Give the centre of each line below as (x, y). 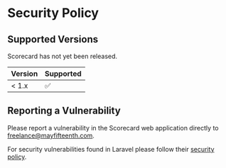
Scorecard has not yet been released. (63, 56)
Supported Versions (53, 39)
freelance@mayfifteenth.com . (51, 135)
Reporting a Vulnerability (64, 111)
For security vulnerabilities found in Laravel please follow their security (111, 149)
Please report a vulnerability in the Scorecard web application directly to (113, 128)
